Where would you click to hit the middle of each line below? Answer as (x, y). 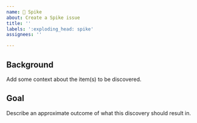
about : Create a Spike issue (43, 18)
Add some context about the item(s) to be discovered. (74, 79)
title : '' (19, 23)
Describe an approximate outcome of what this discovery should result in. (99, 113)
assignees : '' (24, 35)
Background (30, 65)
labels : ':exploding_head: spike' (50, 29)
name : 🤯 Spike (24, 12)
